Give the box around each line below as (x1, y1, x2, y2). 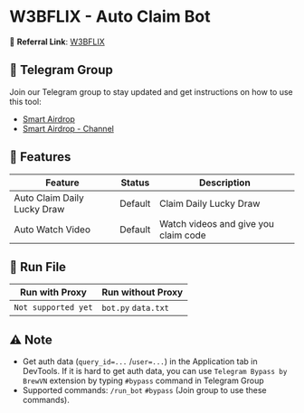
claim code (159, 229, 206, 241)
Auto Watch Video (14, 223, 91, 236)
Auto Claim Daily (14, 192, 84, 204)
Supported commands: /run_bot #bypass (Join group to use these (22, 385, 267, 396)
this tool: (9, 96, 43, 107)
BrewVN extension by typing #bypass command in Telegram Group (22, 375, 264, 386)
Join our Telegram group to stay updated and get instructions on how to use (9, 86, 293, 97)
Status (120, 176, 150, 189)
